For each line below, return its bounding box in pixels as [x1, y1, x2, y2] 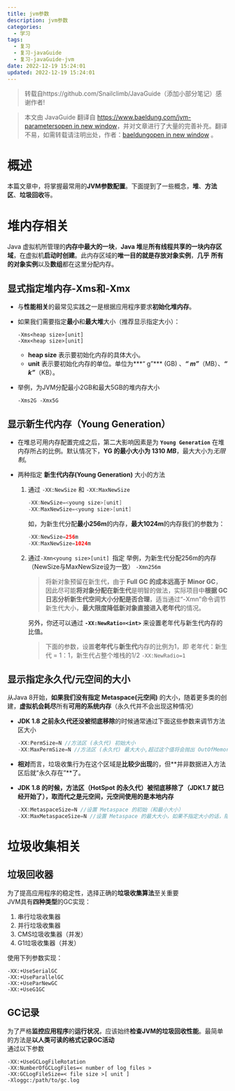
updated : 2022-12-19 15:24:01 [7, 69, 96, 76]
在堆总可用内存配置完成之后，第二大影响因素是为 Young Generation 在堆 [17, 438, 225, 446]
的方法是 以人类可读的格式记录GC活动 [7, 1036, 115, 1044]
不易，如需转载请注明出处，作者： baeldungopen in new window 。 [24, 130, 218, 139]
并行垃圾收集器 [17, 921, 61, 930]
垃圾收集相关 [7, 839, 82, 855]
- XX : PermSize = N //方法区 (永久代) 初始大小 [17, 739, 136, 747]
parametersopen [24, 121, 73, 130]
